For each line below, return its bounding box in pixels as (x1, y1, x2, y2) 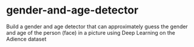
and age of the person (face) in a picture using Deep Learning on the (6, 29, 175, 36)
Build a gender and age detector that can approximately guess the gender (6, 23, 188, 30)
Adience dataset (6, 35, 47, 42)
